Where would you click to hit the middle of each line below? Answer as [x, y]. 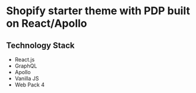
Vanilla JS [27, 78]
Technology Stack [40, 45]
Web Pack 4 [30, 85]
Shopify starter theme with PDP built [98, 11]
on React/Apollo [47, 23]
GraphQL [26, 66]
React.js [25, 60]
